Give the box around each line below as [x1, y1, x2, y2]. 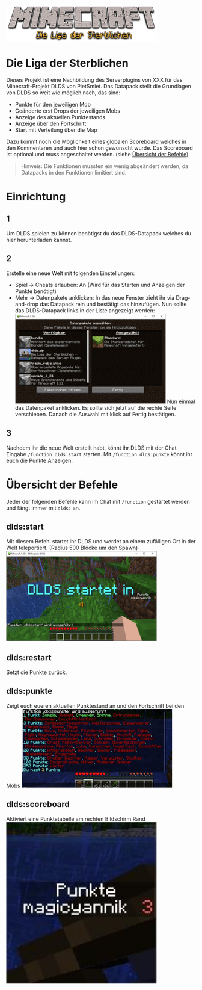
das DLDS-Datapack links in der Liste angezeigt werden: [14, 306, 155, 314]
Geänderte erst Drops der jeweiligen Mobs [14, 107, 120, 114]
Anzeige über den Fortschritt [14, 120, 87, 128]
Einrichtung [6, 190, 66, 203]
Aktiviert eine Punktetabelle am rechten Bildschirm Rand [6, 815, 145, 823]
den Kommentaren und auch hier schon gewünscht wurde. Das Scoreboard [6, 144, 194, 152]
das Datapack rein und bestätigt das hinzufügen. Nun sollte [40, 300, 188, 308]
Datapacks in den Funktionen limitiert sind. [20, 169, 127, 176]
